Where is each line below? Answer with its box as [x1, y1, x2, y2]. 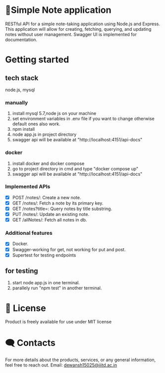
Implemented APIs [5, 183, 51, 190]
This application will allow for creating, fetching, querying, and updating [5, 26, 152, 32]
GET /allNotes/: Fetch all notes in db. [12, 217, 87, 223]
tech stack [5, 74, 39, 82]
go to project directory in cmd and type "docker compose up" [12, 165, 139, 171]
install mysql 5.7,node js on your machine [12, 110, 97, 116]
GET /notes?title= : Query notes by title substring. [12, 206, 112, 212]
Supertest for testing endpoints [12, 252, 76, 258]
